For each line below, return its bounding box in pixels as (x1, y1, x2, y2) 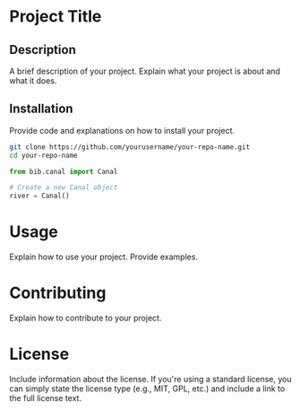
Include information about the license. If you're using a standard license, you (9, 374, 292, 384)
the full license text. (9, 393, 82, 403)
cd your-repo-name (9, 151, 78, 160)
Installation (9, 101, 73, 117)
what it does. (9, 75, 57, 86)
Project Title (9, 6, 102, 27)
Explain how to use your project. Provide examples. (9, 251, 199, 262)
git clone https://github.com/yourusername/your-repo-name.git (9, 142, 251, 152)
